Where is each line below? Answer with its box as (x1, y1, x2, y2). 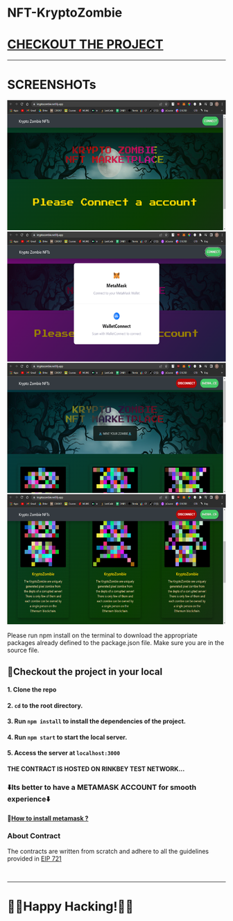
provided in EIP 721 (7, 854, 62, 863)
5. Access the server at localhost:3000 (7, 749, 120, 757)
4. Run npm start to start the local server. (7, 733, 128, 741)
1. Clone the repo (7, 685, 57, 694)
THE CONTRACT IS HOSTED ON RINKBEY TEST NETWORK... (7, 765, 185, 773)
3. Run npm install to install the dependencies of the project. (7, 717, 186, 725)
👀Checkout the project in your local (7, 666, 163, 678)
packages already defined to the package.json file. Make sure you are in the (7, 639, 225, 647)
